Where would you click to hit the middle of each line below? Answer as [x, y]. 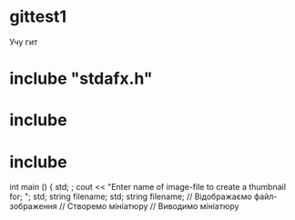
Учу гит [24, 42]
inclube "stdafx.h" [81, 79]
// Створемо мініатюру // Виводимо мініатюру [149, 206]
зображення [33, 206]
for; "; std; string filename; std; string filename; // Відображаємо [131, 196]
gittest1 [38, 17]
